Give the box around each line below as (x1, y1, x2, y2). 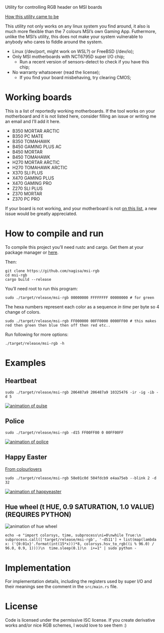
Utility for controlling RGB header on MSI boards (5, 4, 102, 10)
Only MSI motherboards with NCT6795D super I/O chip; (12, 54, 125, 60)
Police (5, 417, 24, 425)
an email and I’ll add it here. (5, 118, 61, 124)
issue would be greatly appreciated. (5, 211, 77, 216)
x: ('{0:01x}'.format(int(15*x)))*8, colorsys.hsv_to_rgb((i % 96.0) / (5, 542, 154, 546)
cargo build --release (5, 277, 51, 282)
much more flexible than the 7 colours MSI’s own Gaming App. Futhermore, (5, 29, 157, 34)
